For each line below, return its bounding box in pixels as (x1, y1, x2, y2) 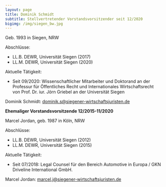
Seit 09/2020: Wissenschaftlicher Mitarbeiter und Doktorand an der (12, 78, 150, 84)
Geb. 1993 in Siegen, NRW (5, 35, 59, 41)
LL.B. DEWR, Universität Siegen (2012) (12, 137, 91, 143)
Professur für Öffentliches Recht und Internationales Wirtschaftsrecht (12, 84, 154, 90)
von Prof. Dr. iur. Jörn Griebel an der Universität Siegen (12, 89, 125, 95)
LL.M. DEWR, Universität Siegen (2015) (12, 142, 92, 148)
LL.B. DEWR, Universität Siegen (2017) (12, 54, 91, 60)
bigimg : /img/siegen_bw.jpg (5, 21, 63, 26)
